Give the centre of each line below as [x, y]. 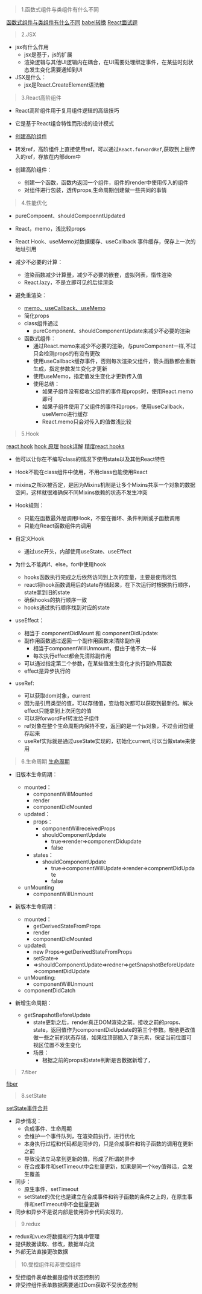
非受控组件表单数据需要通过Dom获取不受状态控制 [76, 1285]
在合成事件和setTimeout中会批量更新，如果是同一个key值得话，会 [106, 1166]
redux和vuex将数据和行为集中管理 [57, 1236]
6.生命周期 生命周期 [45, 761]
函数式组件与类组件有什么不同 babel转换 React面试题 [72, 22]
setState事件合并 [27, 1108]
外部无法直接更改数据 [41, 1252]
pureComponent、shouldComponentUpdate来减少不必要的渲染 [112, 331]
